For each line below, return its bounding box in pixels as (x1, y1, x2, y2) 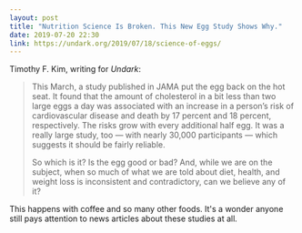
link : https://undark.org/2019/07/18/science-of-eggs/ (9, 38, 222, 48)
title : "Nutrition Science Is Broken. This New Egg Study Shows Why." (9, 22, 283, 31)
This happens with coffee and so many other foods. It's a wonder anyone (9, 204, 284, 215)
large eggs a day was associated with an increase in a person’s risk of (31, 101, 294, 112)
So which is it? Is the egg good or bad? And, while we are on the (31, 157, 273, 168)
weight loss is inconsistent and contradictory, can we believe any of (31, 177, 287, 187)
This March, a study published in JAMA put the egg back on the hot (31, 81, 286, 92)
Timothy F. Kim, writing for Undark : (9, 64, 142, 75)
